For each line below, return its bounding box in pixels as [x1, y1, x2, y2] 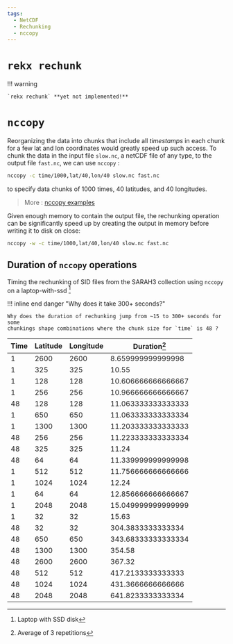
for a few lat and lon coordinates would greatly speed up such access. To [7, 144, 217, 153]
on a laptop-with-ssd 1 [7, 285, 71, 295]
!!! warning [7, 80, 38, 88]
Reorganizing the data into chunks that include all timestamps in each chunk [7, 137, 225, 145]
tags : [7, 10, 23, 17]
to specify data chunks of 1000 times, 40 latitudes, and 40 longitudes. [7, 185, 207, 193]
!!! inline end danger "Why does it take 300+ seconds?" [7, 299, 166, 308]
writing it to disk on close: [7, 226, 81, 235]
